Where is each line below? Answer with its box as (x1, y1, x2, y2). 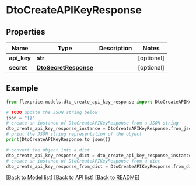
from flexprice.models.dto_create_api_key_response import (6, 99, 153, 105)
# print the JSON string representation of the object (6, 131, 142, 137)
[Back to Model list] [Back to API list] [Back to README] (6, 174, 140, 181)
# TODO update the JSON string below (6, 109, 98, 115)
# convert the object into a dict (6, 147, 90, 153)
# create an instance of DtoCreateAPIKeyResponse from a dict (6, 158, 160, 164)
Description (99, 44, 132, 52)
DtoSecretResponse (36, 64, 93, 71)
